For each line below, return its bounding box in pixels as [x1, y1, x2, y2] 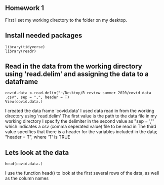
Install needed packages [5, 32, 82, 40]
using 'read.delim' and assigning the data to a [5, 70, 149, 78]
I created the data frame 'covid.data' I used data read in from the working [5, 108, 155, 114]
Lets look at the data [5, 148, 69, 157]
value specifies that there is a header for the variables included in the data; [5, 129, 158, 135]
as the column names [5, 175, 49, 182]
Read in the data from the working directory [5, 62, 142, 71]
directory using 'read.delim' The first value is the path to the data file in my [5, 113, 157, 119]
